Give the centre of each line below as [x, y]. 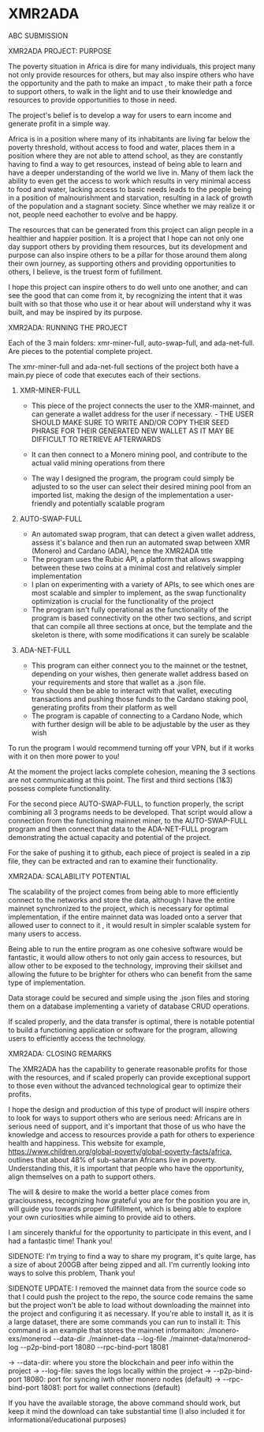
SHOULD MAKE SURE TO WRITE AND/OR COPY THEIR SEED [130, 422]
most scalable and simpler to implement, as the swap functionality [139, 593]
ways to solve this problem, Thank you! [72, 1272]
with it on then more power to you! [64, 756]
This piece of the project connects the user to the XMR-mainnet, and [143, 405]
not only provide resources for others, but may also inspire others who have [131, 74]
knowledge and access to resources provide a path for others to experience [131, 1134]
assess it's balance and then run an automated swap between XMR [141, 542]
